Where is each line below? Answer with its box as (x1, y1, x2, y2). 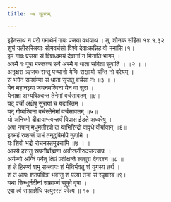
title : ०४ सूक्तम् (7, 10, 51, 18)
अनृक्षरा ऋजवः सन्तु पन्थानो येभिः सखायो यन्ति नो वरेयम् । (7, 68, 134, 76)
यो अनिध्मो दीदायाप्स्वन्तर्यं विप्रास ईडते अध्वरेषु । (7, 115, 112, 123)
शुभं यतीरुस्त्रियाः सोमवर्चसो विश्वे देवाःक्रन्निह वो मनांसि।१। (7, 44, 136, 52)
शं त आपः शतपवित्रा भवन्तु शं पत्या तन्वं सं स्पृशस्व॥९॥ (7, 170, 127, 179)
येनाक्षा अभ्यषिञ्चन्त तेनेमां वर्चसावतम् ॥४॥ (7, 91, 100, 99)
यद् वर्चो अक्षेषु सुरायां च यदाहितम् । (7, 99, 85, 108)
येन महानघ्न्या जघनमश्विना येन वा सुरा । (7, 83, 94, 91)
